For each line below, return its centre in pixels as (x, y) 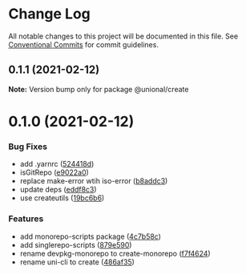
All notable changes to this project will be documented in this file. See (123, 36)
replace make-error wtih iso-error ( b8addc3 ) (94, 181)
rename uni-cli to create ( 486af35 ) (77, 262)
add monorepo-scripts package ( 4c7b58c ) (91, 236)
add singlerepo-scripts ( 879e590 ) (76, 244)
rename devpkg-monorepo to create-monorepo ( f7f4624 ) (115, 253)
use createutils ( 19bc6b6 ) (62, 198)
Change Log (49, 14)
